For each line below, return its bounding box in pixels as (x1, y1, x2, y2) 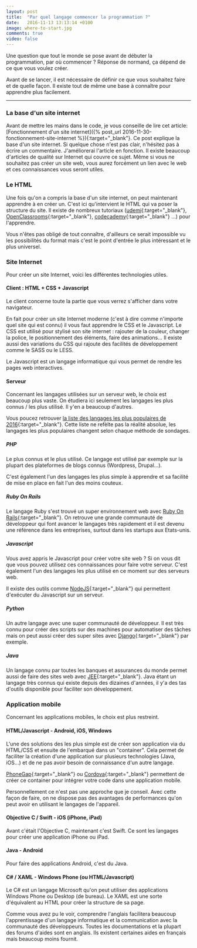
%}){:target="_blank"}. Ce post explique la (77, 135, 180, 142)
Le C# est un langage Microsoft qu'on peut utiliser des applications (6, 887, 168, 894)
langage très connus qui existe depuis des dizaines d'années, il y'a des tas (6, 679, 186, 687)
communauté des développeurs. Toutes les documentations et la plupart (6, 923, 182, 930)
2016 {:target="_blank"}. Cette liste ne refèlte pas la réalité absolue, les (6, 421, 176, 428)
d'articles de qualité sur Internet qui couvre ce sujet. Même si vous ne (6, 154, 175, 161)
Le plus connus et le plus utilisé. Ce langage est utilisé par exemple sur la (6, 456, 183, 463)
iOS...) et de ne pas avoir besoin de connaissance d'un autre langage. (6, 759, 174, 766)
